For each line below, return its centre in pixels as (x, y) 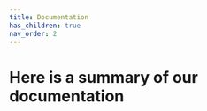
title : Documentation (49, 17)
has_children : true (45, 26)
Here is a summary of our (104, 77)
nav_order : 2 (33, 33)
